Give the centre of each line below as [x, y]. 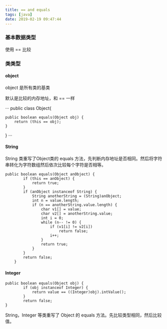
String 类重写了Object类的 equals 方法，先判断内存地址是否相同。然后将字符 [84, 158]
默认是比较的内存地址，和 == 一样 [40, 98]
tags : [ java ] [19, 14]
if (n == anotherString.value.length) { [74, 205]
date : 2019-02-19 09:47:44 [33, 19]
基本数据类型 [21, 37]
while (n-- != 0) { [61, 222]
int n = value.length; [55, 200]
